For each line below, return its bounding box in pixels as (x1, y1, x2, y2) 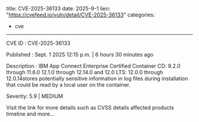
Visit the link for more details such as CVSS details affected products (6, 104, 174, 111)
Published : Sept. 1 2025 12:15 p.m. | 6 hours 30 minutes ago (6, 51, 154, 58)
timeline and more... (6, 110, 55, 117)
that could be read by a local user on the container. (6, 81, 131, 88)
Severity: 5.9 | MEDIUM (6, 93, 63, 100)
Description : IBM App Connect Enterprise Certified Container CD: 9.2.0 (6, 62, 181, 70)
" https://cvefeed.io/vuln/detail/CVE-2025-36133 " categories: (6, 11, 155, 18)
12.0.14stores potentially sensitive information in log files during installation (6, 75, 188, 82)
